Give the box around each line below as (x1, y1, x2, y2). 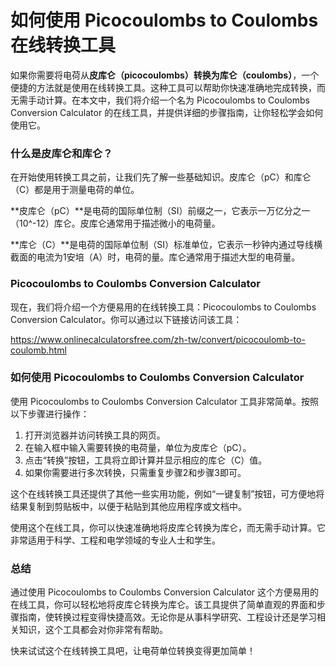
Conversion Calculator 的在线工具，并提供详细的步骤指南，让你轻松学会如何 (10, 106, 324, 118)
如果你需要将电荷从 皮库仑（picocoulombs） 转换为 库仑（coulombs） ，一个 (10, 69, 320, 81)
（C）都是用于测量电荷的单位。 (10, 184, 140, 196)
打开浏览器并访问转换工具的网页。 (24, 429, 166, 441)
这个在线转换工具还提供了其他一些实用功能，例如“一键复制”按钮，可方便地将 (10, 487, 325, 500)
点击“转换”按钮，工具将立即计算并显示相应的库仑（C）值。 (24, 454, 268, 466)
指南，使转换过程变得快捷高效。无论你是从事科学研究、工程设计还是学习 (18, 611, 317, 623)
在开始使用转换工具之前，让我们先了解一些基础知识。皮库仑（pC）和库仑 (10, 171, 312, 183)
